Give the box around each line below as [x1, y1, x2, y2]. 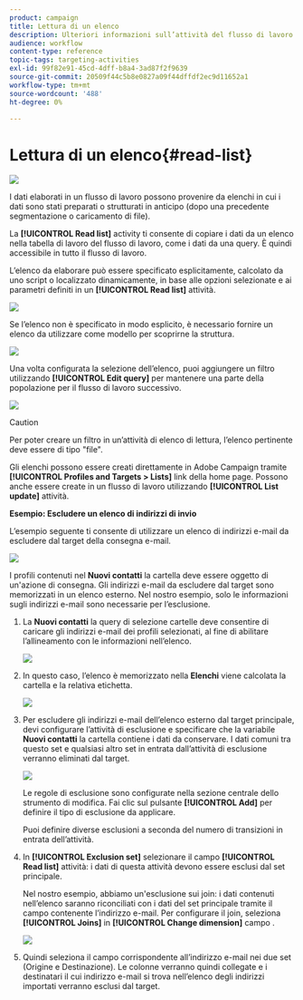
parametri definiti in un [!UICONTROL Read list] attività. [9, 285, 216, 296]
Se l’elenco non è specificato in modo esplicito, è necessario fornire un [9, 319, 274, 330]
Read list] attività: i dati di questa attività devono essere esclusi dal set [22, 861, 286, 872]
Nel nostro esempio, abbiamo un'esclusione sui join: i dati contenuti [22, 888, 275, 899]
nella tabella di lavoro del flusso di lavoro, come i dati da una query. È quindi [9, 238, 292, 249]
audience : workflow [9, 38, 83, 48]
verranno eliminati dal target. [22, 753, 130, 764]
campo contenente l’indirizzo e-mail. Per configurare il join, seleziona [22, 908, 281, 918]
